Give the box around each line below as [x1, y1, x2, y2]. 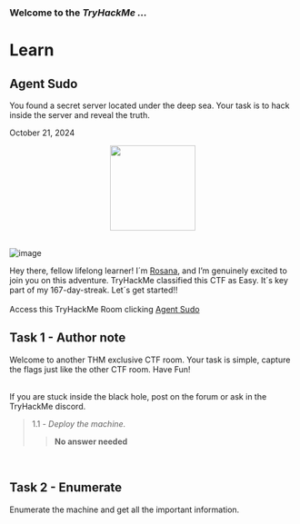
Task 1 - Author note [9, 330, 126, 346]
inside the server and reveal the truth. [9, 109, 150, 120]
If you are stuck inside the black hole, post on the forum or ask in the [9, 391, 267, 401]
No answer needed [54, 436, 128, 447]
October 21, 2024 [9, 127, 75, 138]
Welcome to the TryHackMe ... [9, 6, 147, 19]
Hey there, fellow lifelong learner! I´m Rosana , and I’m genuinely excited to [9, 265, 288, 276]
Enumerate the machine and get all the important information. [9, 504, 240, 515]
